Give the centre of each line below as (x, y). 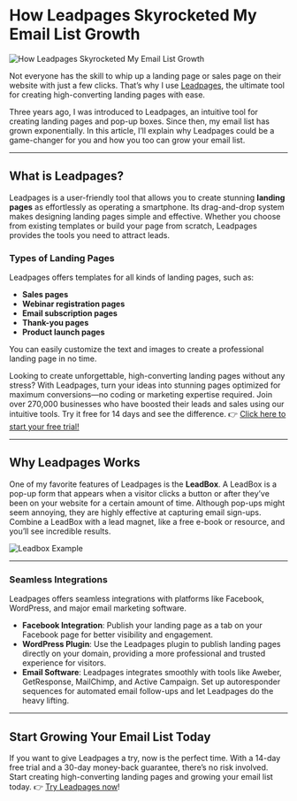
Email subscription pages (69, 313)
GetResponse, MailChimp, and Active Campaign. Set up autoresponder (151, 682)
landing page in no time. (53, 358)
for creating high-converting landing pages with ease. (107, 95)
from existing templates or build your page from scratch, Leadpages (133, 226)
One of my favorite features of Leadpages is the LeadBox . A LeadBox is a (143, 484)
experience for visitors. (64, 663)
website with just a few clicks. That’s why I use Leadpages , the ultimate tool (147, 85)
